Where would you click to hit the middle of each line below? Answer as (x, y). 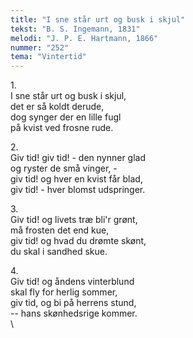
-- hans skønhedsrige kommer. (74, 313)
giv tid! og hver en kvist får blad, (76, 179)
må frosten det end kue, (60, 230)
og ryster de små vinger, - (64, 168)
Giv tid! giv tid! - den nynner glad (78, 158)
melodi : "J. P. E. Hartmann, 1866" (84, 38)
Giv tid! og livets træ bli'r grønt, (74, 220)
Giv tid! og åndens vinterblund (72, 282)
